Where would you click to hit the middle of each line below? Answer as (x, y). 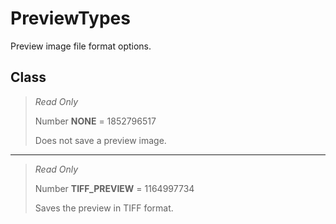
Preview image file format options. (81, 46)
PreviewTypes (70, 18)
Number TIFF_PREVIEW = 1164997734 (114, 188)
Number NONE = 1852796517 (95, 121)
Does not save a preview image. (100, 140)
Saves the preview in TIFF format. (104, 208)
